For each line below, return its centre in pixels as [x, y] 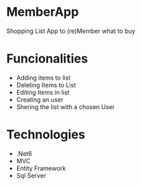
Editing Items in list [43, 92]
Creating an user [40, 100]
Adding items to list [43, 78]
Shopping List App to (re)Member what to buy [71, 31]
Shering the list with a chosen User [66, 106]
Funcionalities [47, 59]
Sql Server [31, 175]
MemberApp [43, 12]
